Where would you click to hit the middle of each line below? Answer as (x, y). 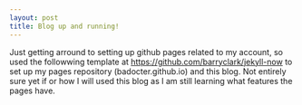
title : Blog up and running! (64, 26)
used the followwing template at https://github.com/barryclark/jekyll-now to (151, 62)
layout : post (34, 18)
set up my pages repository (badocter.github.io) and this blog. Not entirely (148, 71)
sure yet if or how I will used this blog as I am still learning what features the (151, 81)
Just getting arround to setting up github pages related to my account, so (146, 52)
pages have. (33, 91)
